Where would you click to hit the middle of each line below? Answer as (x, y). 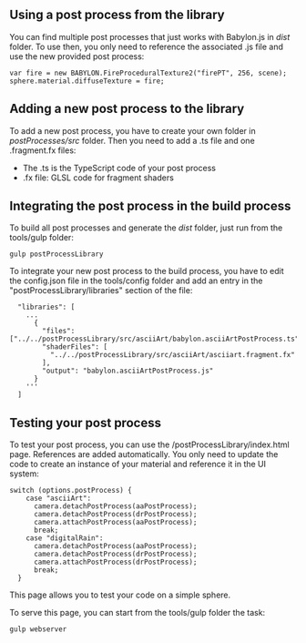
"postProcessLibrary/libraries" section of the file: (101, 291)
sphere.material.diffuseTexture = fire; (87, 81)
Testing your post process (86, 423)
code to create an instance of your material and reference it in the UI (138, 464)
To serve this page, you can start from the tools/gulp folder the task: (138, 613)
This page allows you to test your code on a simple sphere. (120, 595)
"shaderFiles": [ (75, 347)
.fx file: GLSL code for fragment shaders (98, 178)
